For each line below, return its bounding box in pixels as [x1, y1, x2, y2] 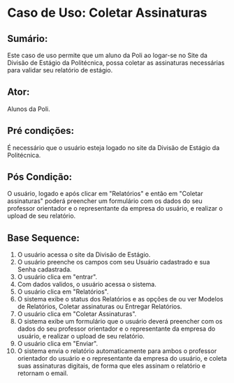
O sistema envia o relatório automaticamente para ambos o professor [17, 347, 217, 355]
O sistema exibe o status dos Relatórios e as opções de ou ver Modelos [17, 295, 224, 303]
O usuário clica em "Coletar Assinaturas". [17, 310, 137, 318]
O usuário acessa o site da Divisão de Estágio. [17, 250, 151, 259]
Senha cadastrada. [17, 265, 72, 273]
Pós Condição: [7, 171, 73, 183]
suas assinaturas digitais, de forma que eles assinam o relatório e [17, 361, 206, 370]
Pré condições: [7, 125, 75, 137]
